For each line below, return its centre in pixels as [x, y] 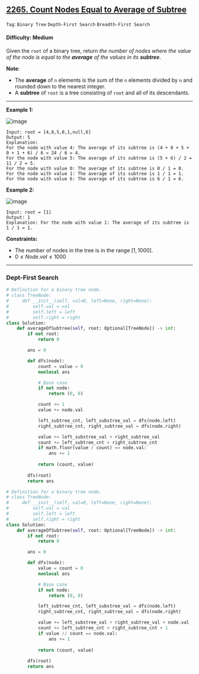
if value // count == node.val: [78, 633]
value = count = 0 [60, 568]
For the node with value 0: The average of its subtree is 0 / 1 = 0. [95, 168]
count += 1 [51, 405]
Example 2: [20, 190]
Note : [13, 69]
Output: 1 [18, 218]
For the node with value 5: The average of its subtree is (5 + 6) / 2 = [99, 158]
